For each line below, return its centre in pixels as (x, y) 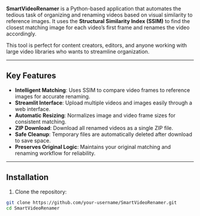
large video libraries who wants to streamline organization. (78, 52)
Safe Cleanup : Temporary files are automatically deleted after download (103, 134)
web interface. (32, 109)
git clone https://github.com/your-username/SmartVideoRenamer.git (92, 202)
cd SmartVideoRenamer (33, 208)
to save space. (33, 140)
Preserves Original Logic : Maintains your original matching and (93, 147)
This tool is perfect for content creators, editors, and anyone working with (97, 45)
